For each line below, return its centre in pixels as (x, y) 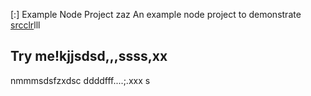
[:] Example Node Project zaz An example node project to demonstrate (156, 14)
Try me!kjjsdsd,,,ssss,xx (89, 56)
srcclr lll (25, 25)
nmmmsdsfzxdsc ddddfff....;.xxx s (80, 80)
